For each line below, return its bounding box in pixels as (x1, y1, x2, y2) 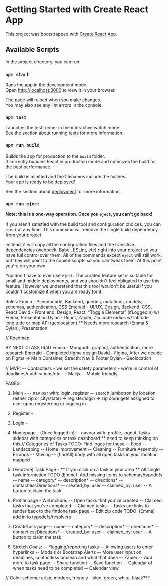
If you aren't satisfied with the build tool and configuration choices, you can (5, 221, 161, 227)
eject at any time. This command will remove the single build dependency (5, 226, 158, 232)
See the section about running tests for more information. (5, 130, 124, 136)
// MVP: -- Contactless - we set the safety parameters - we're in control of (5, 365, 159, 371)
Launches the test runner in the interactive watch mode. (5, 125, 121, 131)
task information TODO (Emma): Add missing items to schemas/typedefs (12, 472, 163, 478)
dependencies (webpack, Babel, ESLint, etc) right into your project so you (5, 247, 158, 253)
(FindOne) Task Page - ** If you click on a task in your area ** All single (12, 466, 160, 472)
